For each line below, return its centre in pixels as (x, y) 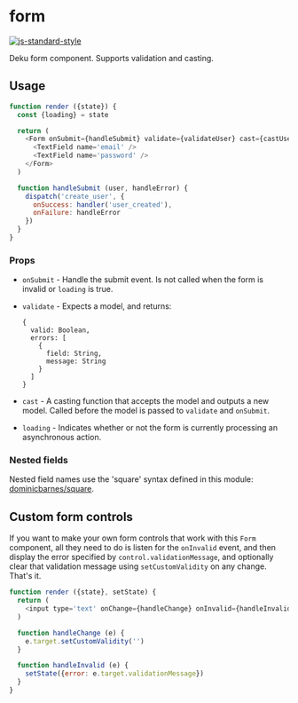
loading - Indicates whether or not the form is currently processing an (149, 428)
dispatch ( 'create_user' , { (75, 196)
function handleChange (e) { (71, 633)
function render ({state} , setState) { (83, 592)
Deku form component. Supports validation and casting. (112, 58)
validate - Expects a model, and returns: (97, 306)
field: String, (74, 354)
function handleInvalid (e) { (73, 666)
